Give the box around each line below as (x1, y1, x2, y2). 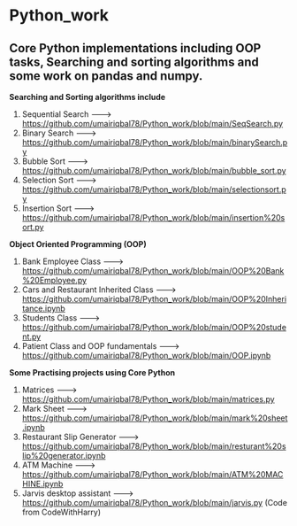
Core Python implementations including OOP (9, 41, 262, 56)
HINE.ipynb (21, 479, 64, 489)
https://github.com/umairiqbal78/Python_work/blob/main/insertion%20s (21, 213, 286, 222)
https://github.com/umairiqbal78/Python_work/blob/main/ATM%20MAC (21, 469, 284, 479)
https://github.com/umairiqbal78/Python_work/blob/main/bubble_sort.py (21, 166, 286, 175)
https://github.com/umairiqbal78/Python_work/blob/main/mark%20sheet (21, 413, 288, 423)
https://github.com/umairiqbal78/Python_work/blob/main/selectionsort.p (21, 184, 287, 195)
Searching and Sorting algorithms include (9, 92, 166, 102)
